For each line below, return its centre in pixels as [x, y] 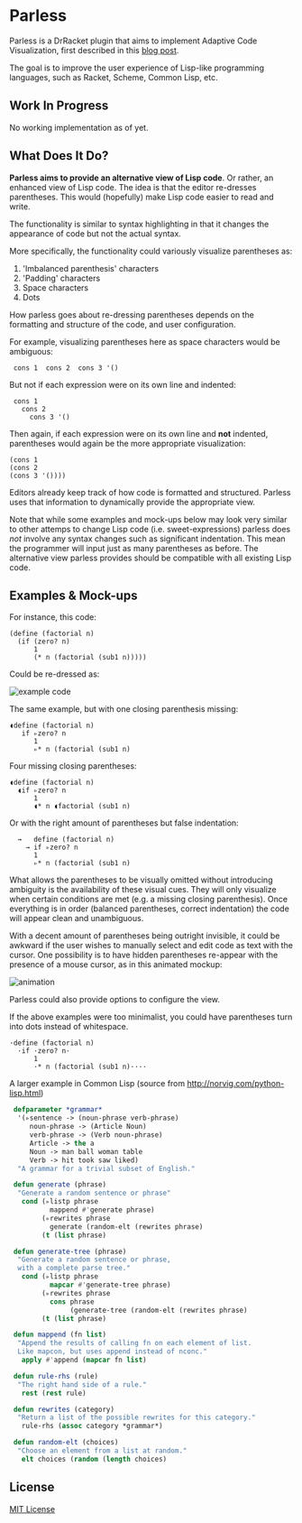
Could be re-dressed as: [55, 674]
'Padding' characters [61, 278]
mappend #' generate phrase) [102, 1210]
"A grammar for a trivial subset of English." [106, 1168]
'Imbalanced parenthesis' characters [91, 268]
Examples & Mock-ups [73, 595]
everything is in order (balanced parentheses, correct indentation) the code [150, 909]
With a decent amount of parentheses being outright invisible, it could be [145, 936]
